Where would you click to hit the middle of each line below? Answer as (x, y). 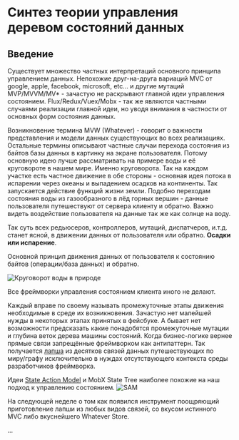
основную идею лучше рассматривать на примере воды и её (102, 160)
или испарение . (32, 242)
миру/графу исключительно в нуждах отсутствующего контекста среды (118, 358)
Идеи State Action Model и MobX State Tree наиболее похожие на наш (113, 380)
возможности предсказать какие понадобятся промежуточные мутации (118, 328)
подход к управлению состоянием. (61, 387)
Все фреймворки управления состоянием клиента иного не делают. (112, 292)
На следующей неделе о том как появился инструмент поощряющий (113, 401)
